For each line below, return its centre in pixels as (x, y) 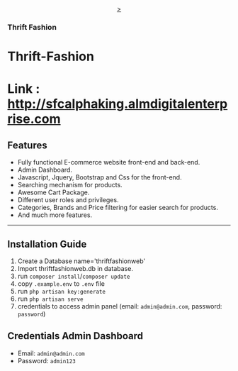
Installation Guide (47, 244)
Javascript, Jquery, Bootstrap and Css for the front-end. (100, 177)
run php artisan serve (50, 299)
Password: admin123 (46, 360)
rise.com (34, 119)
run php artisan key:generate (62, 291)
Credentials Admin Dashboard (75, 336)
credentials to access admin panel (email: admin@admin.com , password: (120, 306)
